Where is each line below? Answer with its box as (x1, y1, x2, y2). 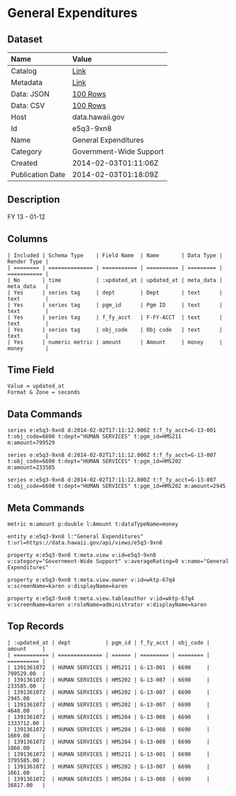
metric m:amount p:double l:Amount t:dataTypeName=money (7, 521, 179, 528)
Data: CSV (11, 101, 45, 110)
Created (11, 158, 38, 168)
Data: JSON (11, 89, 50, 98)
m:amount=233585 (7, 464, 55, 472)
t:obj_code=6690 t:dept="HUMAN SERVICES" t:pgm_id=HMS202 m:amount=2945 (7, 483, 226, 490)
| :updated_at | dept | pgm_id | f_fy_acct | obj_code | (7, 639, 211, 646)
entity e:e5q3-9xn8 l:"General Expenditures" (7, 533, 143, 540)
